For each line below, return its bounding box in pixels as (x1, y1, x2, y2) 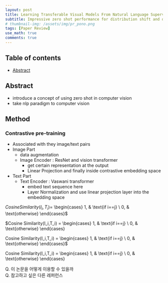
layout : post (5, 7, 32, 13)
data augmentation (19, 152, 59, 158)
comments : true (5, 36, 37, 41)
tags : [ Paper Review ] (5, 26, 50, 31)
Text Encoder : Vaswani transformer (19, 178, 94, 184)
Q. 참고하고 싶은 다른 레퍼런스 (5, 272, 63, 278)
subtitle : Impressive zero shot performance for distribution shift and (5, 17, 160, 22)
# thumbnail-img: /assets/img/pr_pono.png (5, 21, 95, 27)
